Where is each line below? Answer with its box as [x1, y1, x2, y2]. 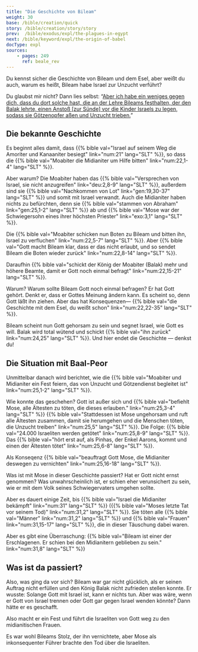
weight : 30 [6, 14, 33, 20]
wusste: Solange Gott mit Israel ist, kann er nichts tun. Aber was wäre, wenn [6, 591, 192, 598]
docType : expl [6, 42, 41, 48]
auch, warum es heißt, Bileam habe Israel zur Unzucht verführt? [6, 81, 162, 88]
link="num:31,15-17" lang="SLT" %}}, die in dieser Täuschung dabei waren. [6, 521, 189, 528]
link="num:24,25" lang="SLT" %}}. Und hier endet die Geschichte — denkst [6, 335, 191, 342]
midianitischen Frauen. [6, 621, 62, 628]
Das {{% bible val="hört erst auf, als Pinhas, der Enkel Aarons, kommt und [6, 436, 187, 443]
